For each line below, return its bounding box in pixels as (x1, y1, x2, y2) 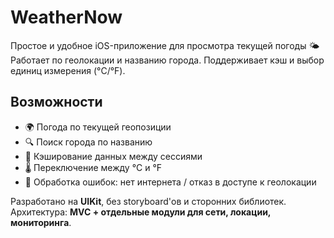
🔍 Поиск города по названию (24, 136, 153, 148)
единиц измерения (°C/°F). (10, 64, 126, 76)
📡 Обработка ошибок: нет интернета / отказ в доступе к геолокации (24, 176, 317, 188)
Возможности (10, 94, 103, 111)
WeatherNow (10, 6, 123, 29)
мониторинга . (10, 216, 72, 228)
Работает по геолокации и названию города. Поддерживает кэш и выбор (10, 54, 325, 66)
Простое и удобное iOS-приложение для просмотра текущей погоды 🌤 (10, 39, 320, 51)
